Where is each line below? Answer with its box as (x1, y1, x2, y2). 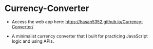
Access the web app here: (11, 19, 64, 24)
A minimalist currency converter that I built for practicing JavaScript (11, 33, 148, 39)
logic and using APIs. (11, 38, 54, 44)
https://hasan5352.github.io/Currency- (65, 19, 143, 24)
